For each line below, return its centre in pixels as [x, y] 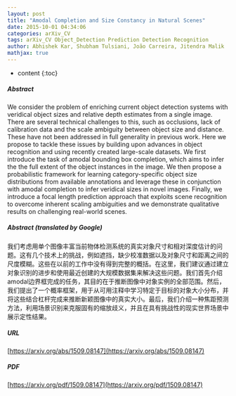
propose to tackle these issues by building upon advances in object [105, 144]
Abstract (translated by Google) [55, 228]
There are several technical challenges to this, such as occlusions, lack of [114, 122]
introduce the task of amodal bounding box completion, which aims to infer [116, 159]
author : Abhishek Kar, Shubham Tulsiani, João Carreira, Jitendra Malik [116, 46]
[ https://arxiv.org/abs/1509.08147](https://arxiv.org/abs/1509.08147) [106, 351]
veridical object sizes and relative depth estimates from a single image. [110, 114]
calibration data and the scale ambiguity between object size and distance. [116, 129]
